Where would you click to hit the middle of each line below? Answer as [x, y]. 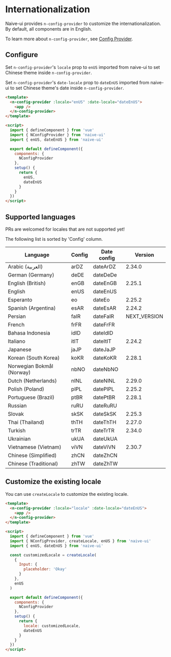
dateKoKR [105, 358]
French [16, 324]
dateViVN [104, 447]
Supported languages [40, 217]
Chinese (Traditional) [33, 464]
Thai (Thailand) [26, 422]
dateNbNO [106, 369]
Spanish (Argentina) [32, 308]
